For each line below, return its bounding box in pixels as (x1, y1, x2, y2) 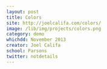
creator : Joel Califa (6, 43, 61, 49)
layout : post (6, 8, 39, 15)
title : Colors (6, 14, 42, 20)
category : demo (6, 31, 45, 37)
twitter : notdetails (6, 53, 59, 59)
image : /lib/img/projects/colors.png (6, 25, 102, 32)
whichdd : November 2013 (6, 37, 66, 43)
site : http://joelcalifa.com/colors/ (6, 20, 102, 26)
